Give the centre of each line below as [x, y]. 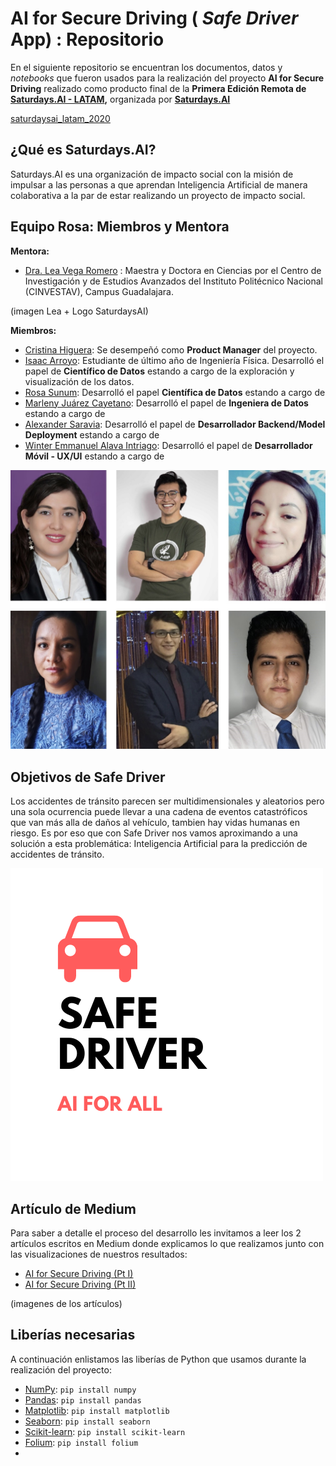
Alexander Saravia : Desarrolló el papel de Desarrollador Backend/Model [175, 424]
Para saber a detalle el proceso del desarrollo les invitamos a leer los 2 [156, 1233]
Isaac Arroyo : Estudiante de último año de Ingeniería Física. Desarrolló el [174, 360]
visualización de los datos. [79, 381]
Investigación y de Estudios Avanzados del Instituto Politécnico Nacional [173, 281]
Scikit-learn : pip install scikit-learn [105, 1431]
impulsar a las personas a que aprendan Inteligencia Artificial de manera [159, 184]
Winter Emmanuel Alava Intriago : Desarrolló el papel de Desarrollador [168, 445]
